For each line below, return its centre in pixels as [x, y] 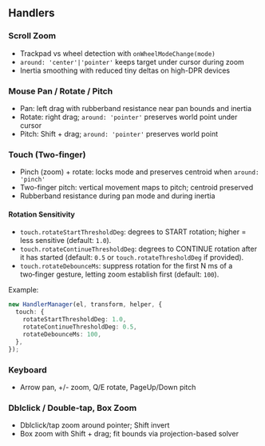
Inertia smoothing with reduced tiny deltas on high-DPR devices [125, 70]
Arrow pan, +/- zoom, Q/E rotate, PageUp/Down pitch [108, 387]
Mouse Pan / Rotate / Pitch [61, 91]
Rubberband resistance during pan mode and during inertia [117, 196]
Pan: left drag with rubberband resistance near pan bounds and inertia [136, 108]
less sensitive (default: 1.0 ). [65, 241]
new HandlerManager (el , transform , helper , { [85, 305]
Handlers [32, 13]
